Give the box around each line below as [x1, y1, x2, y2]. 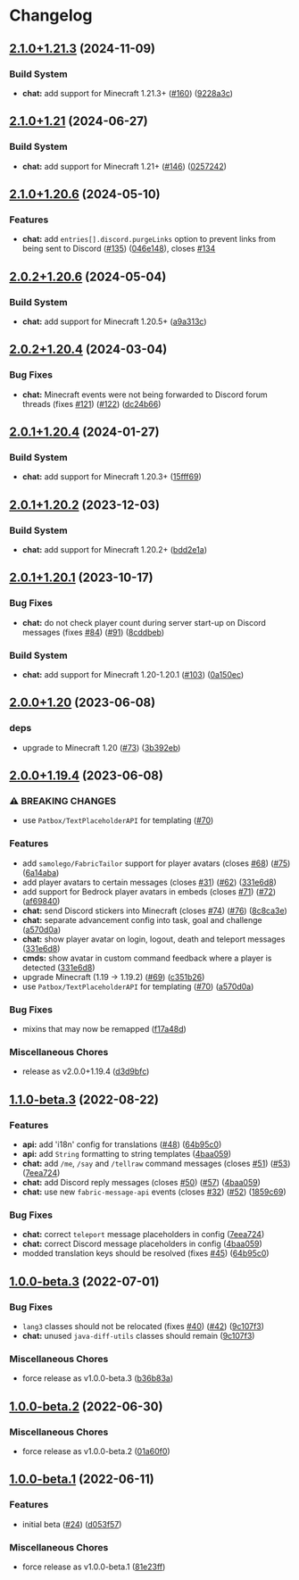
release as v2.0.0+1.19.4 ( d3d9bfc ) [21, 1066, 150, 1077]
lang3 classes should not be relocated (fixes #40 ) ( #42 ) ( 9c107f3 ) [21, 1320, 265, 1331]
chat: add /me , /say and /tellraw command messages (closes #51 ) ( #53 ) [21, 1158, 291, 1168]
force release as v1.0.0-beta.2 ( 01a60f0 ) [21, 1445, 171, 1456]
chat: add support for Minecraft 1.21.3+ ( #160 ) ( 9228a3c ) [21, 87, 234, 98]
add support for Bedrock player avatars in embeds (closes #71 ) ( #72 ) [21, 886, 277, 897]
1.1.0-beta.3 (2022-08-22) [9, 1092, 159, 1107]
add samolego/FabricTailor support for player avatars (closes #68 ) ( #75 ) [21, 858, 291, 869]
